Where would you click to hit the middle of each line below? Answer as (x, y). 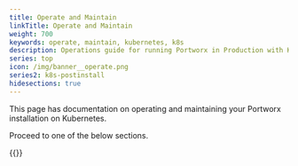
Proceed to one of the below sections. (79, 135)
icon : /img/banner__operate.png (69, 67)
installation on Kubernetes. (58, 118)
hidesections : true (45, 83)
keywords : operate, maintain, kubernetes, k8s (97, 42)
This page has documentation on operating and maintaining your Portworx (145, 108)
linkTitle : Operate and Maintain (71, 26)
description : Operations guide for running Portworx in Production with (146, 51)
